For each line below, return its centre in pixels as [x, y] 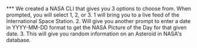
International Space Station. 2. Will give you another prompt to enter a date [99, 21]
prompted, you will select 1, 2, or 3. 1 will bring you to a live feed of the [93, 15]
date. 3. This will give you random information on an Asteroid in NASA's [94, 34]
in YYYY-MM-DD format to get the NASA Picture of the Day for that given [96, 27]
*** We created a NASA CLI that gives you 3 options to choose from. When [99, 9]
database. [19, 40]
